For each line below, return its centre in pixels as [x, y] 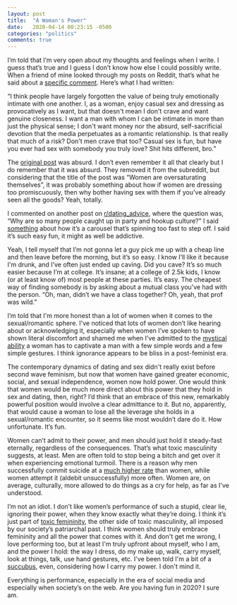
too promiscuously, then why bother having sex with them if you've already [116, 192]
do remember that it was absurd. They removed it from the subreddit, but [114, 170]
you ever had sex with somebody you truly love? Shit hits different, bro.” [112, 149]
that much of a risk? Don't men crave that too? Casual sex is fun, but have [115, 141]
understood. [25, 493]
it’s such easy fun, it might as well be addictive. [76, 236]
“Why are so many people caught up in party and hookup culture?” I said [113, 221]
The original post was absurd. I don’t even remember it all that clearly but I [115, 162]
